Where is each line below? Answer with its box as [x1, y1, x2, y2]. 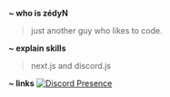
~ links [8, 78, 35, 89]
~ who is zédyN [8, 8, 69, 18]
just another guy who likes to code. [30, 25, 163, 35]
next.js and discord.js [30, 61, 111, 71]
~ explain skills [8, 43, 66, 53]
